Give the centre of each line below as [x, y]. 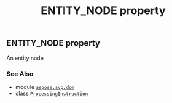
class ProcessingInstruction [52, 93]
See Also [20, 74]
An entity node [25, 58]
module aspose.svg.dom [45, 87]
